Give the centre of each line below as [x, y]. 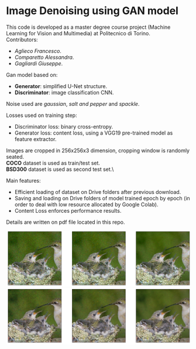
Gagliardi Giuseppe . [39, 63]
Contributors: [22, 39]
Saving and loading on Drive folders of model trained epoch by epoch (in [102, 198]
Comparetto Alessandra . [44, 57]
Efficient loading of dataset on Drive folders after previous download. [98, 192]
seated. [15, 156]
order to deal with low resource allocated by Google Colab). [86, 204]
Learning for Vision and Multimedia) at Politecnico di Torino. [78, 33]
